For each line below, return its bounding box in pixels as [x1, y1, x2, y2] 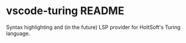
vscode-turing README [6, 4, 124, 18]
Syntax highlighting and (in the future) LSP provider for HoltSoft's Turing [6, 24, 181, 31]
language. [6, 29, 31, 37]
